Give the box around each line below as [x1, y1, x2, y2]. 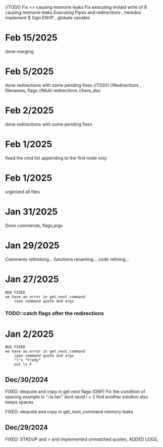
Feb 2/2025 [5, 105, 54, 116]
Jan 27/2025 [5, 274, 59, 284]
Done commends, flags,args [5, 223, 63, 228]
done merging [5, 48, 34, 54]
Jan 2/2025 [5, 328, 54, 339]
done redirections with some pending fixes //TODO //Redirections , [5, 82, 141, 88]
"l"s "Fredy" [14, 358, 41, 363]
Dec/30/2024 [5, 375, 49, 384]
